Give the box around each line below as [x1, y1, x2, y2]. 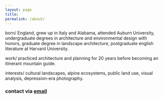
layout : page [5, 7, 32, 12]
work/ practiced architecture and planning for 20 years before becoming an [5, 55, 159, 61]
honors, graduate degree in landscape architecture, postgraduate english [5, 41, 154, 47]
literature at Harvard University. [5, 46, 69, 52]
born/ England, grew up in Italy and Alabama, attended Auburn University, [5, 30, 155, 36]
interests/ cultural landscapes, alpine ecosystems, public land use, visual [5, 70, 153, 76]
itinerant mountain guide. [5, 60, 56, 67]
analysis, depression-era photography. [5, 75, 84, 82]
